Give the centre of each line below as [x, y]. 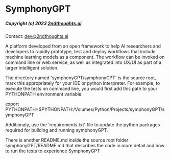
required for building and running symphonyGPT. [57, 130]
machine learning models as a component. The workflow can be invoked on [85, 57]
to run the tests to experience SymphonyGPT [53, 151]
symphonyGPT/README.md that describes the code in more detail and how [85, 146]
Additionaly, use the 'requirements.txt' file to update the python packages [83, 125]
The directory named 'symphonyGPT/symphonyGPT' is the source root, [81, 78]
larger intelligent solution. [32, 68]
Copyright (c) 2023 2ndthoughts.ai [43, 23]
